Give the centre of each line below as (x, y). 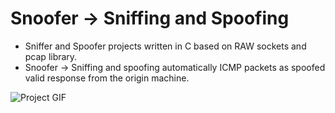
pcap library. (51, 56)
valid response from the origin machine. (107, 78)
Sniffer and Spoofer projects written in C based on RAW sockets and (165, 46)
